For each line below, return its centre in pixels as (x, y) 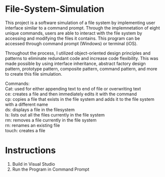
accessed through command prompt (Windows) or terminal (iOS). (71, 43)
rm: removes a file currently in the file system (51, 120)
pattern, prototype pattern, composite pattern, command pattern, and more (81, 69)
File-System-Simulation (55, 9)
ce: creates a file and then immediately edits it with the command (71, 94)
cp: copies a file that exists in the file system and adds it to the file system (80, 99)
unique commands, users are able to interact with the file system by (74, 33)
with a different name (27, 104)
